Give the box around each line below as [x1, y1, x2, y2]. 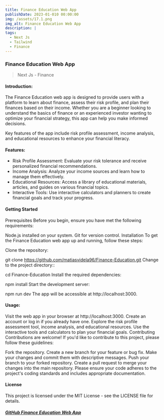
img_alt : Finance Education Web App [5, 21, 81, 26]
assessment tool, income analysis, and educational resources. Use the [5, 324, 150, 330]
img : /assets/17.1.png [5, 16, 52, 21]
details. [5, 398, 20, 404]
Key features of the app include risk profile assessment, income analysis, [5, 130, 155, 137]
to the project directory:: [5, 262, 55, 268]
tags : [5, 30, 16, 35]
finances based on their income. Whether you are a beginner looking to [5, 105, 151, 111]
